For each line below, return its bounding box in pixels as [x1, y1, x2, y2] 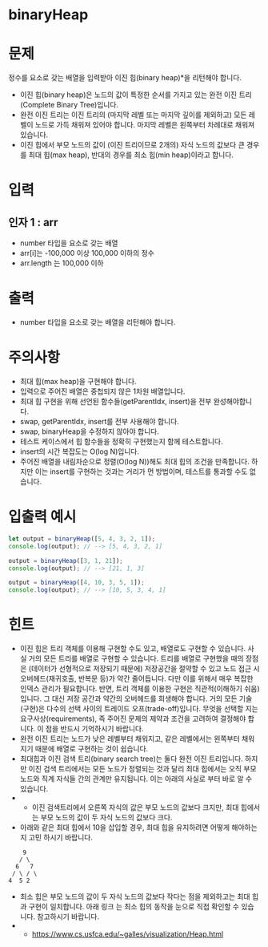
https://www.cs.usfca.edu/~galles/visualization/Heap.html [31, 929, 224, 939]
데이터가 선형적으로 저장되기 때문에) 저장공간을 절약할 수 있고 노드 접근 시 [30, 664, 260, 674]
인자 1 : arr [8, 215, 58, 229]
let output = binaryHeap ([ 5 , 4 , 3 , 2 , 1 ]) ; [8, 535, 156, 543]
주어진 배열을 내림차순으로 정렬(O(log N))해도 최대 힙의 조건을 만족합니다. [19, 457, 250, 466]
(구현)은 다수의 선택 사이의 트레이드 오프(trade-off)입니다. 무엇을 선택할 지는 [19, 704, 258, 714]
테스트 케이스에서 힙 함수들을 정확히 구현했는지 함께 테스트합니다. [19, 437, 223, 446]
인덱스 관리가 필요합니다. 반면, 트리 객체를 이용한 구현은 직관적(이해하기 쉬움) [19, 684, 260, 694]
